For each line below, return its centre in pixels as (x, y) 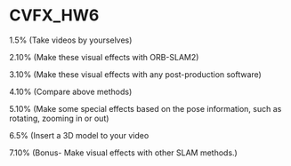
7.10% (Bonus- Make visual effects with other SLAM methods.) (123, 153)
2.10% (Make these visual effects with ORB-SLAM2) (104, 57)
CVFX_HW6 (54, 16)
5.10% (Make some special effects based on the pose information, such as (145, 108)
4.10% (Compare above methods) (71, 91)
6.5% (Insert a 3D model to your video (79, 135)
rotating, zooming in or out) (59, 118)
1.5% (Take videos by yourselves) (71, 40)
